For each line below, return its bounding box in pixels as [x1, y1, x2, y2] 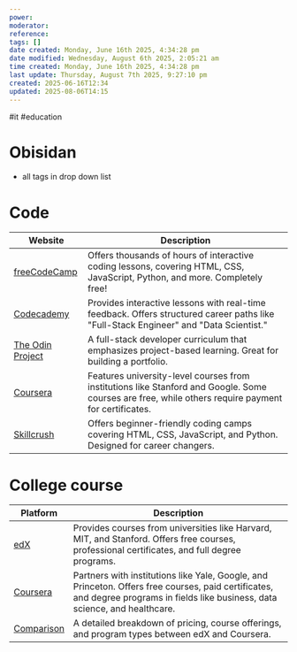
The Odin [13, 339, 52, 351]
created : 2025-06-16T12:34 [9, 79, 109, 88]
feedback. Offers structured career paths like [88, 308, 275, 320]
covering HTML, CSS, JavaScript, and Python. [88, 428, 278, 441]
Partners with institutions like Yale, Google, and [72, 570, 268, 582]
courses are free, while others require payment [88, 392, 283, 404]
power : [9, 12, 34, 22]
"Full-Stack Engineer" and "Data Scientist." [88, 319, 268, 332]
